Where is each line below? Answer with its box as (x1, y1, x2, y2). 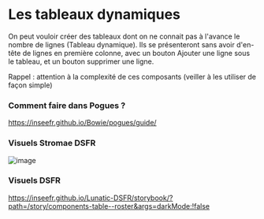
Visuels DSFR (8, 175, 61, 186)
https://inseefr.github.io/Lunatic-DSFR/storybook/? (8, 193, 173, 202)
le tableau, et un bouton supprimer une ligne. (8, 57, 154, 66)
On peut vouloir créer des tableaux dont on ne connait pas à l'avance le (8, 32, 240, 41)
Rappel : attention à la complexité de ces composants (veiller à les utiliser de (8, 72, 257, 81)
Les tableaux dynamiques (8, 6, 181, 24)
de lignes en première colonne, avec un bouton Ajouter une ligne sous (22, 48, 251, 58)
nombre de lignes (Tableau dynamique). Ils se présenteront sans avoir (8, 39, 235, 49)
